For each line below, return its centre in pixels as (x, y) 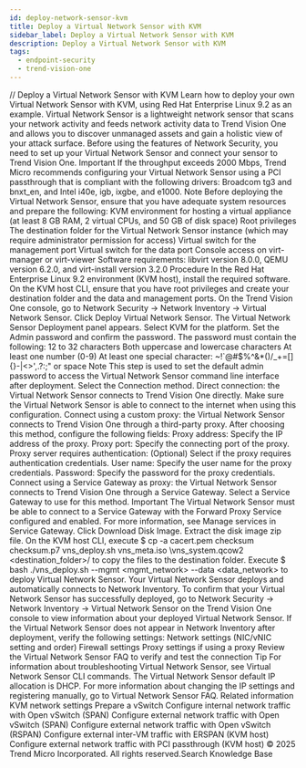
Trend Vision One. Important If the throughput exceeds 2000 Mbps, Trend (148, 162)
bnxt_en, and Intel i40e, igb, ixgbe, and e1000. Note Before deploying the (146, 192)
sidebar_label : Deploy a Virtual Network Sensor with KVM (122, 35)
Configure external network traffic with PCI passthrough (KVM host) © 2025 (153, 743)
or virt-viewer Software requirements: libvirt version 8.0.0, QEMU (167, 259)
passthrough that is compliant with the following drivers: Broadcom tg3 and (151, 182)
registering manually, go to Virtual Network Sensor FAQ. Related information (152, 695)
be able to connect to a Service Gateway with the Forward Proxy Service (146, 511)
